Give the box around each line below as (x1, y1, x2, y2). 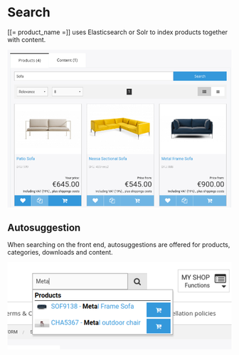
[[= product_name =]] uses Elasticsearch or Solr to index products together (7, 28, 228, 36)
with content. (7, 35, 46, 43)
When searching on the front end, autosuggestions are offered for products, (7, 240, 230, 249)
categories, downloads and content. (7, 248, 113, 257)
